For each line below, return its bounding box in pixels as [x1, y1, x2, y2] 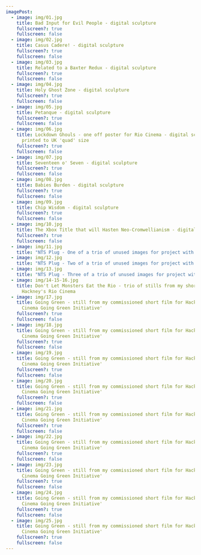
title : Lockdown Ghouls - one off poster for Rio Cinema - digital [16, 132, 188, 138]
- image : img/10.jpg [11, 221, 62, 227]
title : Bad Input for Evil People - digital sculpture [16, 20, 157, 26]
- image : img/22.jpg [11, 434, 62, 440]
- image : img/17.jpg [11, 294, 62, 300]
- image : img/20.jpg [11, 378, 62, 384]
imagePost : [5, 8, 33, 15]
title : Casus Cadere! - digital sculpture [16, 43, 124, 49]
